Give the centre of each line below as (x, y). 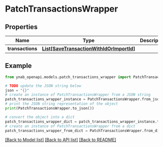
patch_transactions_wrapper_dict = (41, 122)
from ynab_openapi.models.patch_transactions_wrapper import (68, 77)
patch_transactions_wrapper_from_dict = (47, 131)
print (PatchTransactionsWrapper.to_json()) (50, 108)
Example (18, 66)
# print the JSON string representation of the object (62, 104)
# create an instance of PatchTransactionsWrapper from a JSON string (78, 95)
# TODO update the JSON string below (43, 86)
